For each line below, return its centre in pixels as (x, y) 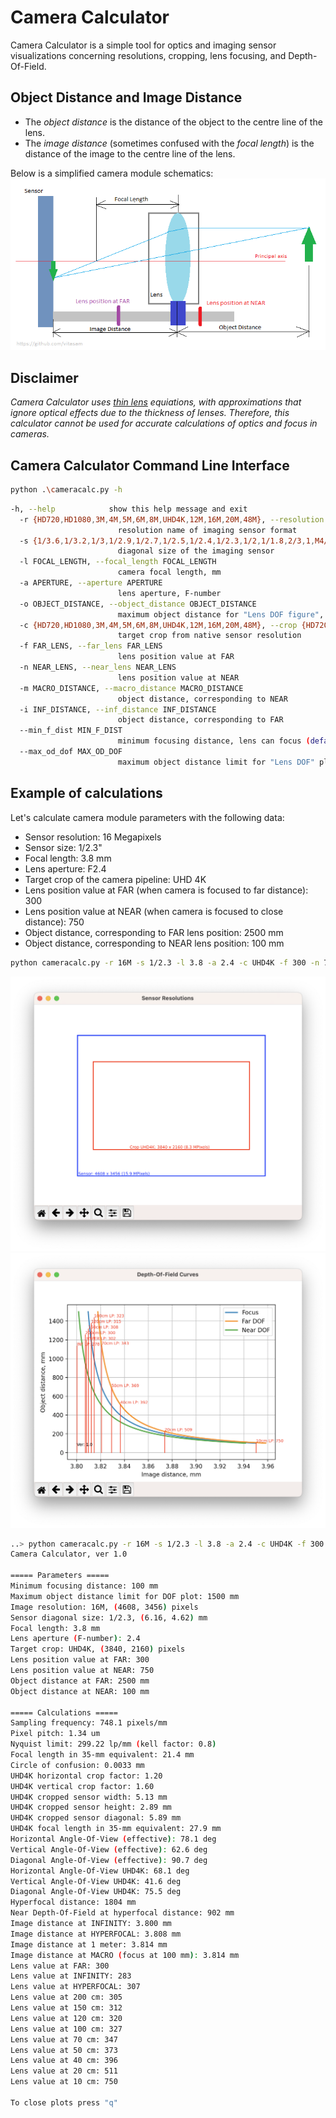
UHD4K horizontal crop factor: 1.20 (86, 1776)
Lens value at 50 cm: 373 (64, 2050)
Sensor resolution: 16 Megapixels (93, 837)
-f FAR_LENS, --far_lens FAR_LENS (91, 646)
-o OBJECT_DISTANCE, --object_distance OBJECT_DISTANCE (138, 604)
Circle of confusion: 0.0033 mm (77, 1765)
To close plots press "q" (64, 2102)
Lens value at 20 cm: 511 (64, 2071)
